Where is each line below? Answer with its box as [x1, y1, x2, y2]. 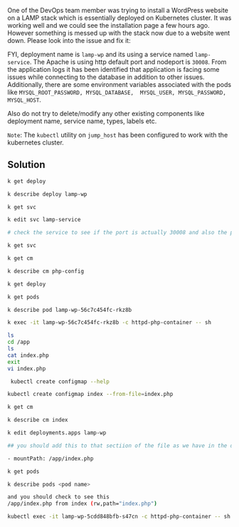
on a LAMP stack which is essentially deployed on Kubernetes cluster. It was [7, 14, 232, 22]
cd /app [7, 338, 31, 346]
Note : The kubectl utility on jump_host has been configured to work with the [7, 131, 228, 139]
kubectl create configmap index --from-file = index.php [7, 391, 174, 398]
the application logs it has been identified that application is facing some [7, 66, 220, 73]
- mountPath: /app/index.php [7, 455, 94, 462]
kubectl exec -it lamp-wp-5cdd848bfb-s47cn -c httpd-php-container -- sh [7, 513, 231, 521]
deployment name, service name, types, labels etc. [7, 117, 157, 125]
